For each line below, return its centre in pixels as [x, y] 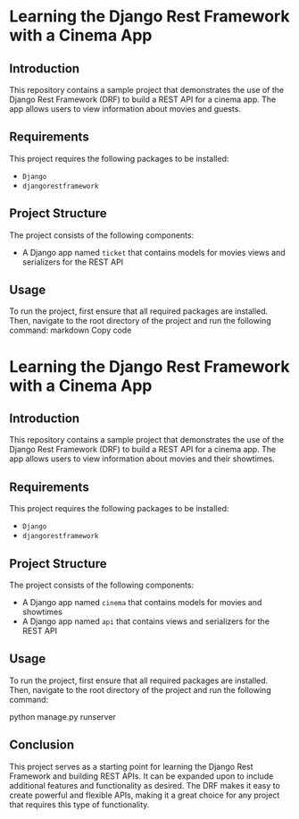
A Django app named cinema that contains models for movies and [142, 603]
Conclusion [42, 745]
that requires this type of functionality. [79, 804]
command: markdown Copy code [71, 330]
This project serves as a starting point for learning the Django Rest [131, 766]
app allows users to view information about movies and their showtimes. [142, 459]
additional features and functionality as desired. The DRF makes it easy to [145, 785]
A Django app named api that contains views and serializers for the [146, 621]
